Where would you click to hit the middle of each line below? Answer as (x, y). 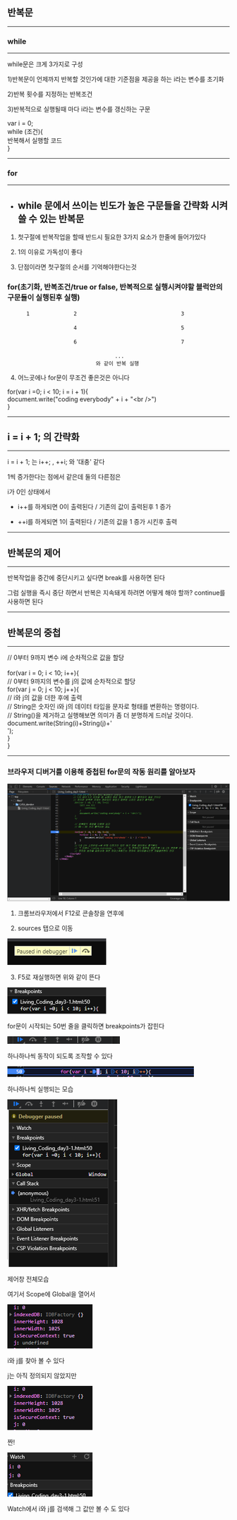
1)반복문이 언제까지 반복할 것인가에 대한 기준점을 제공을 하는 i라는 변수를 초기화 (116, 79)
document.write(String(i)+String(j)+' (60, 723)
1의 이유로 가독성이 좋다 (50, 252)
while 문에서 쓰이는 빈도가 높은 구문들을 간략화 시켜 (122, 206)
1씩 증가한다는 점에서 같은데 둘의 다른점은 (64, 477)
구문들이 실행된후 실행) (44, 298)
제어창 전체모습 (28, 1279)
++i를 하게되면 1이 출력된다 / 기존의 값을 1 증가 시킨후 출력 (97, 522)
